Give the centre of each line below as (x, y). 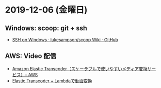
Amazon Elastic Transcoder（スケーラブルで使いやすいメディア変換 (80, 69)
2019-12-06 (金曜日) (46, 10)
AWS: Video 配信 (31, 56)
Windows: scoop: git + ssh (46, 28)
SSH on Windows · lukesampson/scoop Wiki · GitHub (65, 40)
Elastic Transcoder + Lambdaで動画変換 (52, 81)
